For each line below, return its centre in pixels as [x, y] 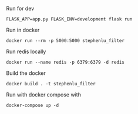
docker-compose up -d [33, 105]
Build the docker [26, 73]
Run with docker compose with [43, 95]
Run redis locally [26, 51]
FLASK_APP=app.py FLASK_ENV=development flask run [69, 19]
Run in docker [23, 30]
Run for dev [20, 8]
